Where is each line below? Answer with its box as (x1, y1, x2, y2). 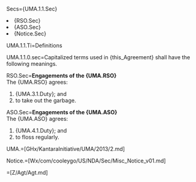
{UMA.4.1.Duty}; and (15, 127, 67, 134)
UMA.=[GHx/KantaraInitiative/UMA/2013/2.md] (6, 145, 126, 152)
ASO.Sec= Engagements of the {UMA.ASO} (6, 109, 118, 115)
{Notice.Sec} (14, 30, 47, 37)
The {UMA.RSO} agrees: (6, 79, 68, 86)
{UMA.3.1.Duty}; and (15, 90, 67, 97)
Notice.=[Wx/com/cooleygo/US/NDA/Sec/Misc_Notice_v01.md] (6, 157, 167, 164)
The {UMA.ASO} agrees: (6, 115, 69, 122)
